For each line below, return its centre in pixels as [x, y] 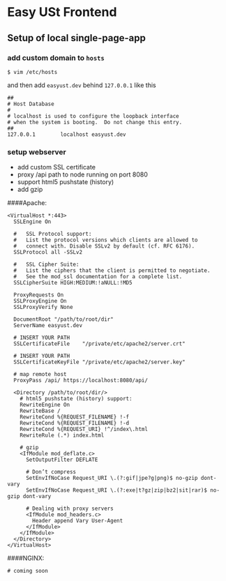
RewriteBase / [40, 411]
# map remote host [40, 375]
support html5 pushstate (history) [66, 182]
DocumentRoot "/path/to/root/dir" [63, 319]
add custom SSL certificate [56, 167]
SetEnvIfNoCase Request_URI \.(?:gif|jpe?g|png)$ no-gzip [112, 478]
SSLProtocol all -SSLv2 [48, 252]
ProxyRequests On [39, 295]
